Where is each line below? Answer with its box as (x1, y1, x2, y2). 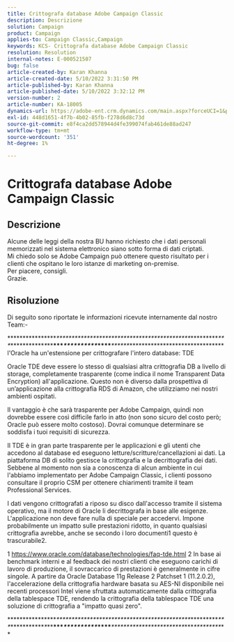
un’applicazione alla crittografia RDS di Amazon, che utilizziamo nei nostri (7, 385, 218, 393)
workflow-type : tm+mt (7, 127, 70, 134)
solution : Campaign (7, 23, 64, 30)
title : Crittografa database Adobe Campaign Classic (7, 10, 164, 17)
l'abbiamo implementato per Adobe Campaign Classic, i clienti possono (7, 470, 212, 479)
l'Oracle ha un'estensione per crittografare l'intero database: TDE (7, 348, 195, 357)
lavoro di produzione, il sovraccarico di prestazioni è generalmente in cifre (7, 565, 221, 573)
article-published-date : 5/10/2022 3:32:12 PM (7, 88, 145, 95)
